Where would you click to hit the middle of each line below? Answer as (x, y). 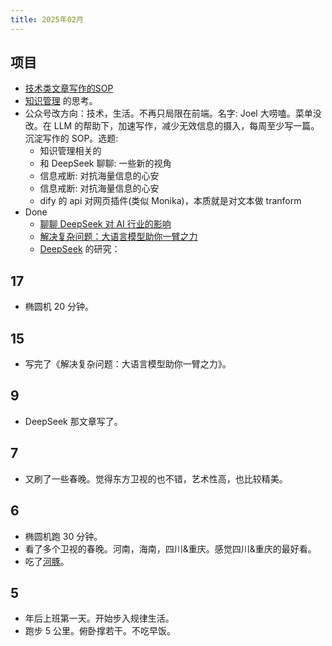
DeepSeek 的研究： (80, 249)
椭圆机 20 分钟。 (59, 307)
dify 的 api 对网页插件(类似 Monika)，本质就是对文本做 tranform (170, 201)
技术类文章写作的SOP (69, 88)
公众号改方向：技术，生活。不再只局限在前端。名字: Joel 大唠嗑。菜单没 (173, 113)
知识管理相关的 (70, 151)
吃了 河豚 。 (47, 561)
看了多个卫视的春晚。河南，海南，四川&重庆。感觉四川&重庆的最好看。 (170, 548)
